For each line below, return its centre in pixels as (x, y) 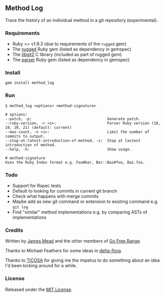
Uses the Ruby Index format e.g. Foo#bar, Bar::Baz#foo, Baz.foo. (75, 162)
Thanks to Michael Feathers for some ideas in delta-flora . (64, 251)
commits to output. (25, 136)
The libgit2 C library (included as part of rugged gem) (67, 55)
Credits (14, 230)
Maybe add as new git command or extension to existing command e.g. (85, 201)
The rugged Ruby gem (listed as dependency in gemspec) (72, 49)
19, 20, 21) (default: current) (38, 127)
